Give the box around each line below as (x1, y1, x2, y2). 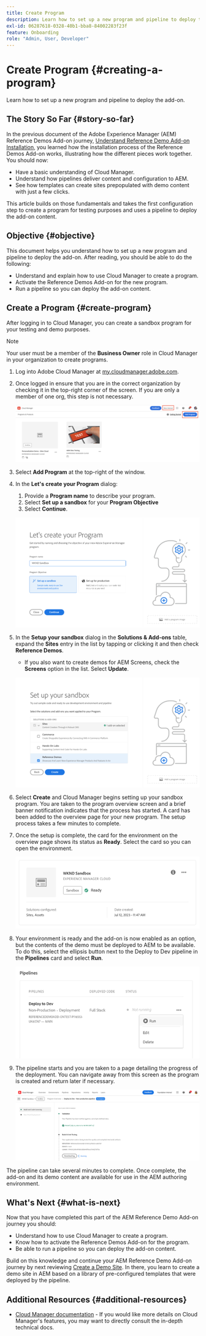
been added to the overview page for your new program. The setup (15, 813, 186, 821)
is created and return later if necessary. (15, 1078, 115, 1085)
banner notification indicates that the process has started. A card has (15, 806, 191, 814)
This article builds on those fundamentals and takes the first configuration (6, 199, 193, 207)
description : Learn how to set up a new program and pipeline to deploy (6, 16, 196, 23)
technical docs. (15, 1324, 55, 1331)
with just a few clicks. (15, 188, 70, 195)
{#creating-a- (91, 63, 164, 77)
